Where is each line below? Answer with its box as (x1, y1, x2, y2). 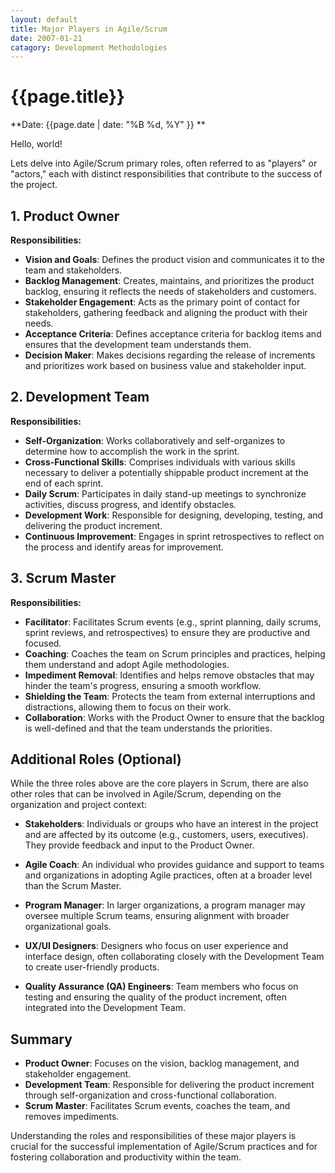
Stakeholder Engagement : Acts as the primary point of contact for (24, 296, 301, 308)
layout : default (10, 14, 78, 25)
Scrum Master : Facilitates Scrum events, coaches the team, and (24, 1100, 291, 1112)
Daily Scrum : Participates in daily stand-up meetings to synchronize (24, 487, 307, 500)
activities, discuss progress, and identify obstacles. (24, 498, 237, 510)
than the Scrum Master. (24, 880, 122, 892)
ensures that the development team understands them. (24, 339, 252, 350)
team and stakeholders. (24, 264, 123, 276)
